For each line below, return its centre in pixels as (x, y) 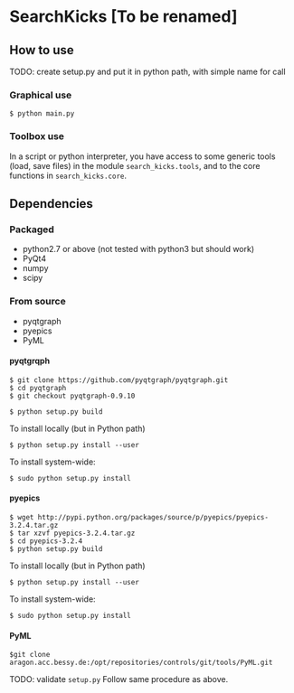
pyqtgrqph (30, 361)
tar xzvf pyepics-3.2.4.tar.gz (76, 533)
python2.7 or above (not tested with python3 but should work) (138, 249)
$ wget (22, 517)
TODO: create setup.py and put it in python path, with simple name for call (148, 71)
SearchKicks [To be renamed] (123, 17)
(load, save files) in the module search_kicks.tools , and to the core (135, 165)
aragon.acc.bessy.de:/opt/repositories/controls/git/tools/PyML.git (141, 663)
